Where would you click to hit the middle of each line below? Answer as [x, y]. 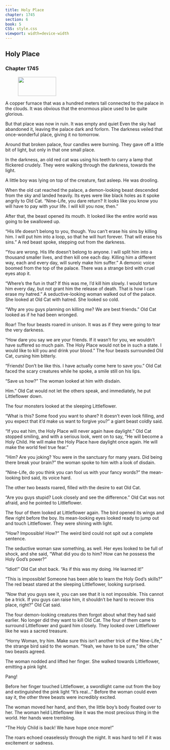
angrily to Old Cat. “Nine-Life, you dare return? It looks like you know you [82, 200]
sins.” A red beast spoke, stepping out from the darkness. [65, 242]
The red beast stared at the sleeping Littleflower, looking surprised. [75, 584]
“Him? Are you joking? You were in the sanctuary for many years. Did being [84, 457]
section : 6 [17, 19]
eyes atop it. [18, 273]
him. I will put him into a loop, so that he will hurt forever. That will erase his [84, 236]
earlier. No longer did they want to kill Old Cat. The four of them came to [81, 620]
